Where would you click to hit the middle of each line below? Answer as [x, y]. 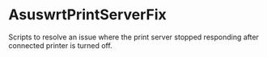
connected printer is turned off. [61, 45]
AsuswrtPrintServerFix [88, 15]
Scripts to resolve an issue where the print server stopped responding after [133, 37]
